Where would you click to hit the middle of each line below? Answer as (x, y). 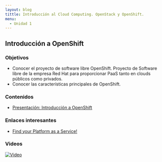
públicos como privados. (37, 79)
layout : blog (18, 10)
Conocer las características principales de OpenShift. (66, 84)
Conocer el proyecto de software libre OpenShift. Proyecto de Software (85, 68)
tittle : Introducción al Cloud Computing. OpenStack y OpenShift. (75, 14)
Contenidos (19, 97)
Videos (14, 144)
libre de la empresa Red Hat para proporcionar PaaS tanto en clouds (81, 73)
